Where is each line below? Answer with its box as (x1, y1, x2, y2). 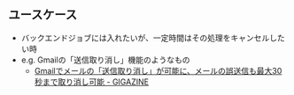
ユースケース (8, 7, 77, 23)
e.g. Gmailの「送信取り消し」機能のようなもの (20, 55, 190, 65)
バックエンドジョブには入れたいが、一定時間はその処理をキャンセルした (20, 33, 285, 43)
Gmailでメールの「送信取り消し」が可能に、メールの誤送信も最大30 (34, 65, 282, 76)
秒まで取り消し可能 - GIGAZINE (34, 77, 150, 87)
